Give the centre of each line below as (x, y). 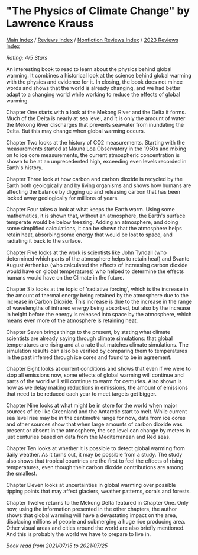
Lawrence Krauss (50, 23)
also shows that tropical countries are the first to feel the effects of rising (95, 461)
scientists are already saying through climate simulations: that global (90, 338)
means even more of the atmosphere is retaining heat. (72, 320)
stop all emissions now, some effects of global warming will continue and (95, 375)
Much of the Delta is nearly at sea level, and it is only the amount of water (96, 118)
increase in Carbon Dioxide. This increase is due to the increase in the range (99, 301)
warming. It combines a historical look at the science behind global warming (99, 75)
